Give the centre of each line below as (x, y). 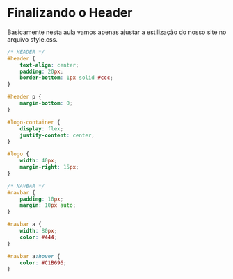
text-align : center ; (49, 65)
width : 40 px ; (39, 161)
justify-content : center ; (57, 135)
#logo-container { (34, 122)
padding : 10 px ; (42, 199)
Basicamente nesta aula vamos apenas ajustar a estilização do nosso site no (117, 32)
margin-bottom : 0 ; (46, 103)
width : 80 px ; (39, 231)
